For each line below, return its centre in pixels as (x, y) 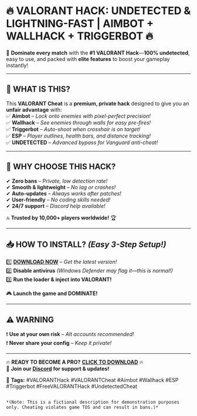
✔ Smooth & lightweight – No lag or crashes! (61, 187)
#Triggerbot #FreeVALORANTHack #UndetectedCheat (72, 387)
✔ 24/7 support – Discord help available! (56, 206)
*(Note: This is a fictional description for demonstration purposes (93, 402)
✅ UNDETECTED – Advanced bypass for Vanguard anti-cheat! (82, 142)
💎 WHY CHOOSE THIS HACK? (61, 167)
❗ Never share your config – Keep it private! (59, 343)
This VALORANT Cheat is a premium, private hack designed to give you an (98, 103)
